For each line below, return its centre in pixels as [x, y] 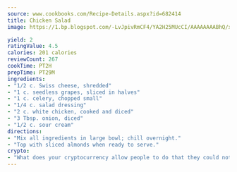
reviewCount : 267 [33, 60]
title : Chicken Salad [39, 20]
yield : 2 [20, 39]
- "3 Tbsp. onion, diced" [45, 118]
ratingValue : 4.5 [33, 47]
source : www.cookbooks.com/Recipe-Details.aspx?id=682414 [94, 14]
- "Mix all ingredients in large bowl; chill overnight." [94, 138]
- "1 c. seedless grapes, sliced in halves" [74, 92]
